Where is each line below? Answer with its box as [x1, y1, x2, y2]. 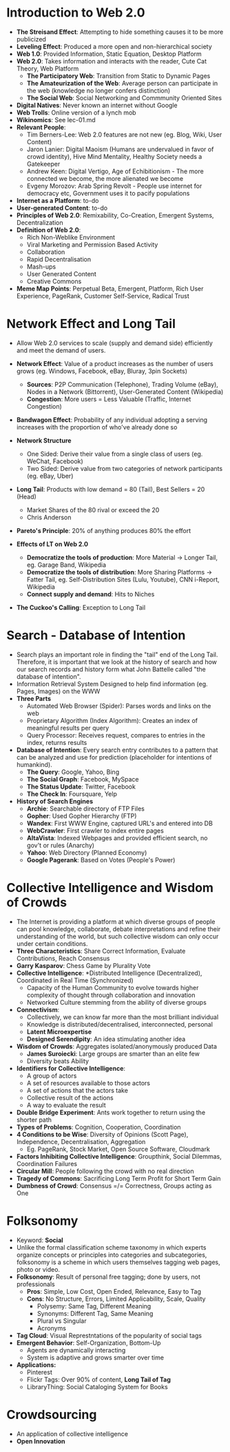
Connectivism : [16, 1005, 60, 1014]
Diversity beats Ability [26, 1056, 90, 1065]
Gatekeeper [26, 159, 61, 168]
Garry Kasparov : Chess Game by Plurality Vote [16, 961, 151, 969]
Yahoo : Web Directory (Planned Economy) [26, 848, 147, 857]
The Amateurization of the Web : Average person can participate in [26, 79, 218, 87]
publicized [16, 35, 46, 43]
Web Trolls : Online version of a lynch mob [16, 108, 136, 117]
